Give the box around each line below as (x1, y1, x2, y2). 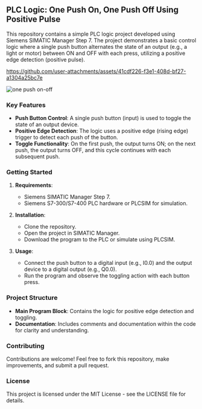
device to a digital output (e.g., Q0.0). (24, 265, 117, 273)
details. (6, 397, 25, 404)
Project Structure (6, 294, 58, 302)
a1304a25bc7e (6, 74, 43, 81)
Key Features (6, 101, 46, 109)
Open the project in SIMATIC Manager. (24, 229, 120, 237)
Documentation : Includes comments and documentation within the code (14, 320, 196, 328)
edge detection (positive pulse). (6, 55, 86, 63)
